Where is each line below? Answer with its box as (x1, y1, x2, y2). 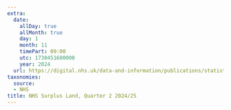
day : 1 (19, 36, 38, 42)
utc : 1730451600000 (19, 55, 76, 61)
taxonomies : (7, 73, 41, 81)
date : (13, 16, 30, 23)
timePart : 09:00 (19, 49, 67, 55)
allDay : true (19, 23, 57, 29)
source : (13, 80, 36, 87)
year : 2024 (19, 61, 51, 68)
